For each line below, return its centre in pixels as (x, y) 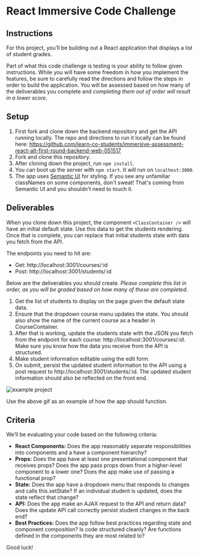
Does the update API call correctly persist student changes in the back (102, 510)
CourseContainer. (37, 326)
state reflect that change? (47, 498)
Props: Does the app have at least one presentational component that (101, 459)
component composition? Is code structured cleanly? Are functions (98, 529)
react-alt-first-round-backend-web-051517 (68, 150)
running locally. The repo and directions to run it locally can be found (100, 137)
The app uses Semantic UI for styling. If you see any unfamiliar (92, 176)
